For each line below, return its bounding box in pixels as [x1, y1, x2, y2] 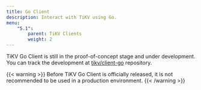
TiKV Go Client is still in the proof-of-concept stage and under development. [6, 53, 196, 60]
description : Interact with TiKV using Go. [6, 14, 117, 20]
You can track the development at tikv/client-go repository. [6, 59, 152, 66]
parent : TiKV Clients [28, 31, 82, 37]
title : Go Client [6, 8, 50, 15]
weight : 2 [28, 36, 52, 42]
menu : [6, 20, 20, 26]
